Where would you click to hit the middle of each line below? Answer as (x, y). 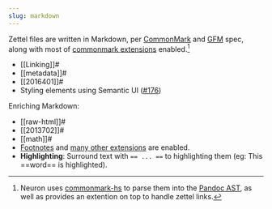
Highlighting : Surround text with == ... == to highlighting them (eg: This (141, 156)
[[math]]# (36, 139)
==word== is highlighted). (64, 165)
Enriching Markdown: (44, 106)
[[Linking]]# (40, 65)
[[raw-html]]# (43, 122)
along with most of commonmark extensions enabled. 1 (99, 48)
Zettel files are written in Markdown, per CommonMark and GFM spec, (126, 39)
